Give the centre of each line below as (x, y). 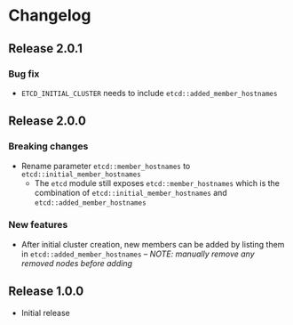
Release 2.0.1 (46, 49)
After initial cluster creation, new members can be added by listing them (153, 244)
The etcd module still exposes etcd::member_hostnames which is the (157, 183)
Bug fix (24, 74)
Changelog (50, 16)
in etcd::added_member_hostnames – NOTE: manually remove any (138, 254)
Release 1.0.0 (46, 292)
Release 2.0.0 (47, 121)
